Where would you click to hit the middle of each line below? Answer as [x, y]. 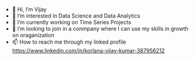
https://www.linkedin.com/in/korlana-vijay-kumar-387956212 [88, 51]
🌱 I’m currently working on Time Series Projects [72, 22]
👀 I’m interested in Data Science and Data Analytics [76, 16]
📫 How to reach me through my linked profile [69, 42]
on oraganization [33, 35]
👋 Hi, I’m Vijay [29, 9]
